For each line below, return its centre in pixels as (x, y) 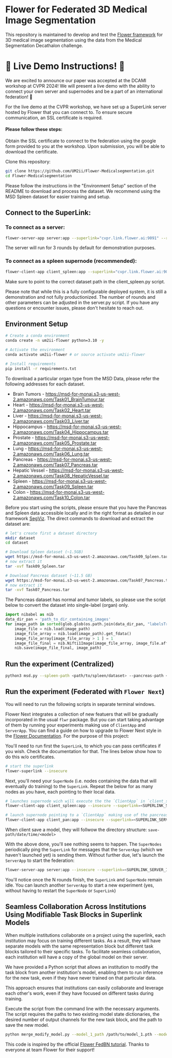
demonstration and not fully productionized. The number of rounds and (80, 297)
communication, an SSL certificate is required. (54, 118)
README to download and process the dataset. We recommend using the (83, 191)
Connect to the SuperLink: (48, 213)
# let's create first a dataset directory (51, 533)
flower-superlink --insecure (36, 771)
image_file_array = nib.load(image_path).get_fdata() (73, 633)
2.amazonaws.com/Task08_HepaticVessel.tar (61, 475)
